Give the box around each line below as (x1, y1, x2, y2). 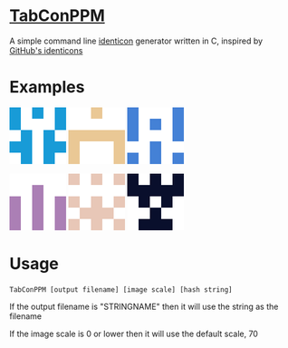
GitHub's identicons (9, 44, 83, 55)
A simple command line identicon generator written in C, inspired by (9, 35, 264, 46)
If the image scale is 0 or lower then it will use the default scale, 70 (9, 328, 258, 339)
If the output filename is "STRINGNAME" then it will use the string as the (9, 301, 279, 312)
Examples (9, 77, 85, 98)
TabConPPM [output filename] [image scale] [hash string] (9, 285, 233, 295)
